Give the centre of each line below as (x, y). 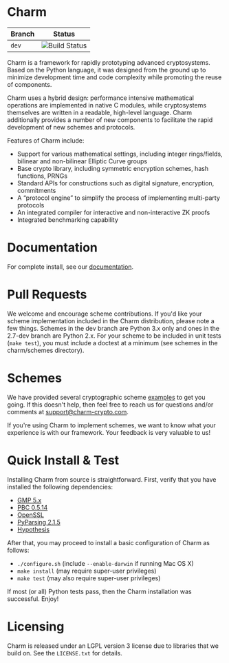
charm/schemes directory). (46, 350)
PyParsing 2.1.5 (39, 522)
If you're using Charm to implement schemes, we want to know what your (112, 425)
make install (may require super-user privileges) (87, 571)
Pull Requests (47, 295)
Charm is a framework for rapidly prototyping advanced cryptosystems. (109, 62)
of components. (30, 84)
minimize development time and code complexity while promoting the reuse (115, 77)
